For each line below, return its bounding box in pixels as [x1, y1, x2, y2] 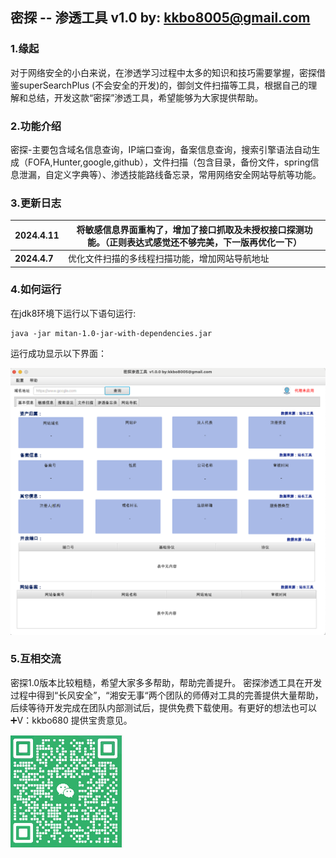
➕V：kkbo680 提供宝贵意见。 [10, 714, 133, 726]
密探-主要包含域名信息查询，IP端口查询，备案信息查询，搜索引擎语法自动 [10, 143, 312, 155]
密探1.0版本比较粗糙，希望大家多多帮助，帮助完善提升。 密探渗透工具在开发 [10, 676, 323, 688]
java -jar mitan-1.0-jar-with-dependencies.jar [10, 328, 213, 338]
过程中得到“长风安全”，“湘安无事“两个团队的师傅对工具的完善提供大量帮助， [10, 689, 324, 701]
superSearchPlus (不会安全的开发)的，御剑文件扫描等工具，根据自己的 [18, 79, 309, 91]
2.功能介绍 [10, 119, 62, 133]
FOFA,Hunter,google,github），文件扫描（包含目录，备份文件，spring [27, 156, 311, 168]
